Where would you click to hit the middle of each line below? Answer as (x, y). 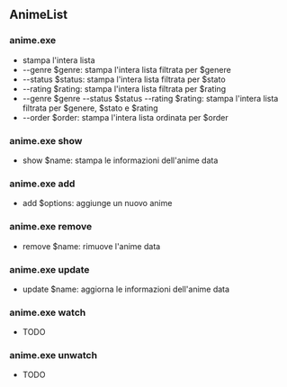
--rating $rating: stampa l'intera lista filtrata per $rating (124, 88)
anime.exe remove (51, 227)
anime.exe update (49, 269)
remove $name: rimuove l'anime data (91, 246)
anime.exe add (42, 184)
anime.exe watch (48, 312)
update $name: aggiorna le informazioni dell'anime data (126, 289)
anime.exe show (46, 140)
